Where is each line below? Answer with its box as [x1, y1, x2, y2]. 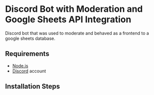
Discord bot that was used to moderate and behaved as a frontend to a [5, 30, 149, 36]
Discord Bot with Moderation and [5, 3, 143, 15]
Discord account [12, 68, 46, 74]
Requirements [5, 50, 49, 58]
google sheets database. [5, 35, 56, 41]
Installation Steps [5, 82, 60, 91]
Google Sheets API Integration [5, 14, 132, 25]
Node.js [12, 63, 29, 68]
